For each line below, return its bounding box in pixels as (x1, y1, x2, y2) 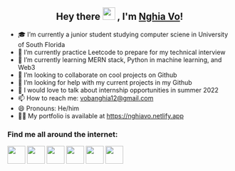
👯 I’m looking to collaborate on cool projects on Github (17, 71, 177, 79)
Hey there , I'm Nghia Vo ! (56, 11, 184, 23)
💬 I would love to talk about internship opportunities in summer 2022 (17, 85, 219, 94)
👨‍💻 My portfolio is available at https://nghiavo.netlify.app (17, 111, 184, 120)
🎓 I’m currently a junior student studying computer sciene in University (17, 30, 229, 38)
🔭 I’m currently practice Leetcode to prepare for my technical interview (17, 48, 226, 56)
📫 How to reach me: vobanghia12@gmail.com (17, 93, 154, 102)
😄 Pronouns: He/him (17, 104, 80, 113)
